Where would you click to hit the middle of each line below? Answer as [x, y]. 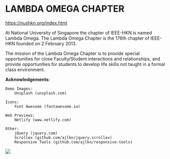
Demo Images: [19, 89]
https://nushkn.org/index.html [36, 23]
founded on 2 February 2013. [46, 43]
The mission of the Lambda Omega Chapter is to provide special [73, 53]
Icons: [12, 102]
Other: [12, 129]
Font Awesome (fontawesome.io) [47, 106]
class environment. [25, 70]
